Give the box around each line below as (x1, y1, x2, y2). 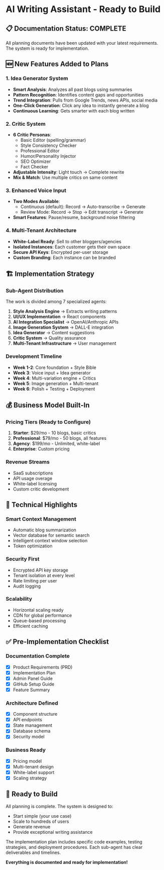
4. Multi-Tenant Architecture (6, 227, 77, 234)
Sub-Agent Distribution (6, 287, 64, 294)
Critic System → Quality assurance (13, 335, 86, 341)
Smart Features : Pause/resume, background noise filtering (13, 215, 135, 221)
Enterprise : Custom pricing (13, 446, 70, 452)
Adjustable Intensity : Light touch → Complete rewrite (13, 169, 124, 175)
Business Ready (6, 746, 46, 753)
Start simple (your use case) (13, 813, 72, 819)
